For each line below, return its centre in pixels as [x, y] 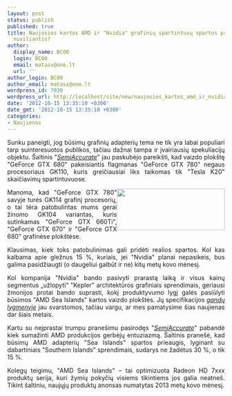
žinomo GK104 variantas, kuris [62, 214]
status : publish [30, 20]
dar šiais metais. [30, 314]
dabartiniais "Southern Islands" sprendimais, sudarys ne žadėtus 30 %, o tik [116, 350]
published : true [30, 26]
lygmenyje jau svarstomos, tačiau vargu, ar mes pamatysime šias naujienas [116, 307]
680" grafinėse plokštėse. [44, 236]
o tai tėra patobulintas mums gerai [62, 207]
